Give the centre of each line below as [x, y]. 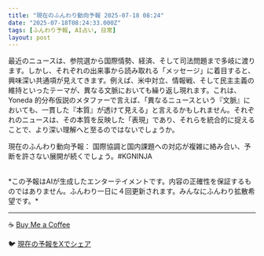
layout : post [29, 37]
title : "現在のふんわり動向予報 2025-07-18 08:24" [86, 15]
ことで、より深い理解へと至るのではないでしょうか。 [93, 130]
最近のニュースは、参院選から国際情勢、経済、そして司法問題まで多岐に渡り [132, 61]
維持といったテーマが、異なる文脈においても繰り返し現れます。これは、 [125, 91]
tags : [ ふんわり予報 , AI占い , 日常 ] [62, 30]
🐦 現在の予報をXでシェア [50, 244]
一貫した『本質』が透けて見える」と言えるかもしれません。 [138, 110]
